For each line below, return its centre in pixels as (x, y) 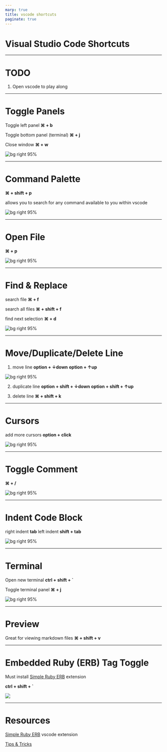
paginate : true (21, 19)
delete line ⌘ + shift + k (37, 396)
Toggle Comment (42, 469)
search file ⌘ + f (22, 299)
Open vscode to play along (40, 87)
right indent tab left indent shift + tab (43, 531)
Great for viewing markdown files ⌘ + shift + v (53, 638)
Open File (25, 237)
